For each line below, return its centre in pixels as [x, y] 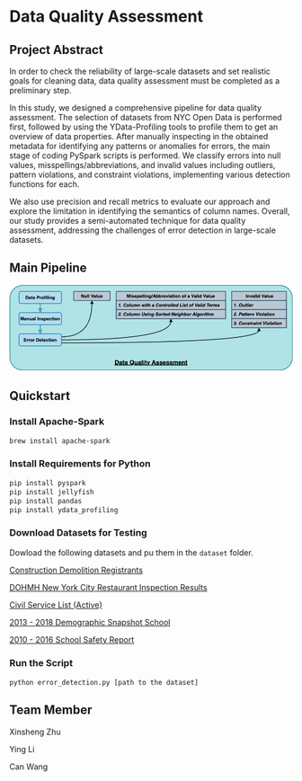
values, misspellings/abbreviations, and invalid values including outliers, [142, 165]
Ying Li [22, 749]
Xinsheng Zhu [35, 732]
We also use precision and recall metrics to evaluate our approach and [140, 201]
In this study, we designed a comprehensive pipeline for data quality [136, 108]
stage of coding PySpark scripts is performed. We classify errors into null [145, 155]
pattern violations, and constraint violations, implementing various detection [150, 174]
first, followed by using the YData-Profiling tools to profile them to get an [144, 127]
